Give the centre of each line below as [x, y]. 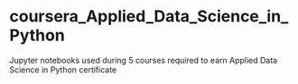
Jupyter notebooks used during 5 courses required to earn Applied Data [144, 60]
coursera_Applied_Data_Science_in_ [149, 17]
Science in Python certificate [63, 70]
